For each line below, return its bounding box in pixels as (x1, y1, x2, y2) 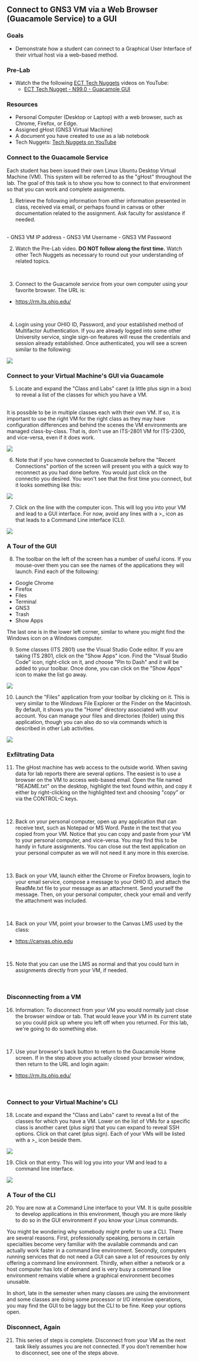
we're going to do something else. (15, 1025, 98, 1032)
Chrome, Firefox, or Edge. (15, 120, 78, 127)
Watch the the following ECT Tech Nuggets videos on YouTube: (15, 79, 169, 86)
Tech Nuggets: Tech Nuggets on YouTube (15, 138, 117, 146)
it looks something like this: (15, 481, 82, 488)
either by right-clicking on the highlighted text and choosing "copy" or (15, 789, 185, 796)
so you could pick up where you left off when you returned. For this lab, (15, 1019, 189, 1026)
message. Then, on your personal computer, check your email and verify (15, 891, 192, 898)
